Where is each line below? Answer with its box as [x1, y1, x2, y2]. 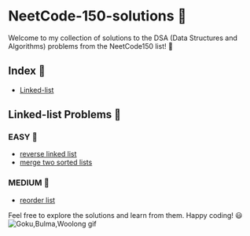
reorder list [19, 195, 56, 205]
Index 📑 [8, 65, 46, 78]
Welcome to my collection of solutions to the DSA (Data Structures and [8, 33, 238, 42]
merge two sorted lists [19, 157, 93, 168]
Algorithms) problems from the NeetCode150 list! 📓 [8, 41, 173, 50]
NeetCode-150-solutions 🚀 [8, 7, 187, 25]
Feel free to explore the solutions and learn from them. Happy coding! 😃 [8, 210, 243, 219]
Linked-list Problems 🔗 [8, 108, 122, 121]
